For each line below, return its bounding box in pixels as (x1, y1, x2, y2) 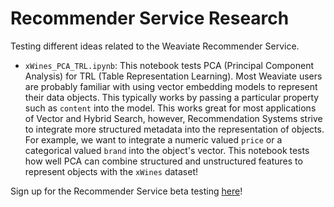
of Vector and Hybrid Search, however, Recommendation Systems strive (24, 112, 323, 124)
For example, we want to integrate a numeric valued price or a (24, 133, 283, 146)
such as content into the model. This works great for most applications (24, 102, 317, 114)
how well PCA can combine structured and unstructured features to (24, 155, 303, 167)
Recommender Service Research (10, 7, 290, 30)
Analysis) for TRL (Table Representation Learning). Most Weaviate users (24, 70, 323, 82)
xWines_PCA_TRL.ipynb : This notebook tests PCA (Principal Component (24, 59, 315, 71)
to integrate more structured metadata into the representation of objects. (24, 123, 325, 135)
